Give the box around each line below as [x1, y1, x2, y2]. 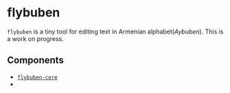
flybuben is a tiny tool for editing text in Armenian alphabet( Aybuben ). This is [7, 27, 224, 36]
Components [7, 55, 64, 66]
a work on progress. [7, 34, 64, 42]
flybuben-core [16, 74, 58, 81]
